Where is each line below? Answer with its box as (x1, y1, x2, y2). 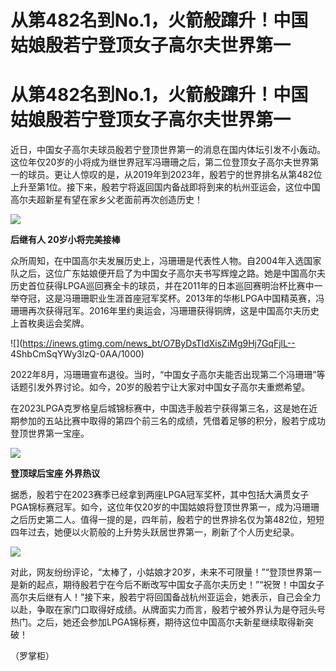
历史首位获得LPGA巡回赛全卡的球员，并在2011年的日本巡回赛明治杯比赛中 (10, 280, 315, 292)
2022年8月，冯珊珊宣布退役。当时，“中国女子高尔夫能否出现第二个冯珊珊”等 (10, 369, 326, 381)
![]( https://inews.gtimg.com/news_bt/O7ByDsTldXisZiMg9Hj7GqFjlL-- (10, 337, 296, 350)
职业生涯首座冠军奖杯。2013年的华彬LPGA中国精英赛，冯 (88, 292, 325, 305)
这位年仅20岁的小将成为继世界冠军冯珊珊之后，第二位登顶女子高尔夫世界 (10, 156, 311, 168)
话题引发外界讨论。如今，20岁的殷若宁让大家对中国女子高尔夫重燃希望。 (10, 381, 311, 393)
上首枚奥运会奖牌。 (10, 317, 90, 330)
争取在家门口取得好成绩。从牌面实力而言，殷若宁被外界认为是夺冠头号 (36, 604, 326, 616)
